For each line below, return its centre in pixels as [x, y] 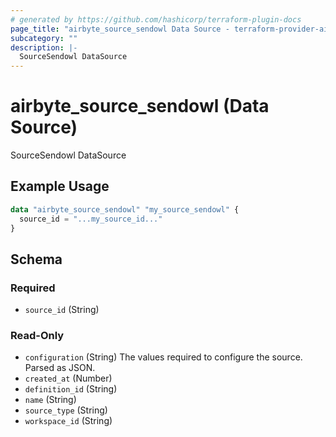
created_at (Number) [68, 378]
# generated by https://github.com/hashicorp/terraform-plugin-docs [156, 19]
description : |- [44, 47]
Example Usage [60, 186]
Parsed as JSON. [60, 368]
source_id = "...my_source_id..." [91, 219]
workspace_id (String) [68, 421]
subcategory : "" [44, 38]
